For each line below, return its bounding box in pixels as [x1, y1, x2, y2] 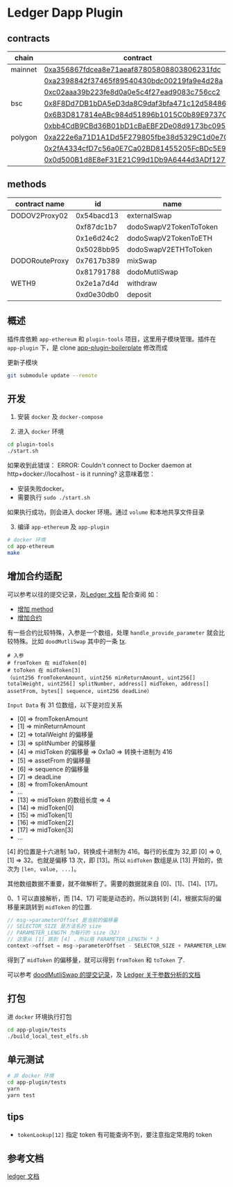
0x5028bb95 [76, 244, 120, 254]
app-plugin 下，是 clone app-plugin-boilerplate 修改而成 [7, 343, 168, 352]
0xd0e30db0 [76, 289, 119, 299]
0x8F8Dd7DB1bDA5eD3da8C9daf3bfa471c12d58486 [44, 99, 227, 108]
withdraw [127, 278, 157, 288]
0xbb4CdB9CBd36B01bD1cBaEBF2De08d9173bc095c [44, 121, 230, 130]
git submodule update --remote [7, 372, 98, 379]
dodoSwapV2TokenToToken [127, 222, 218, 232]
